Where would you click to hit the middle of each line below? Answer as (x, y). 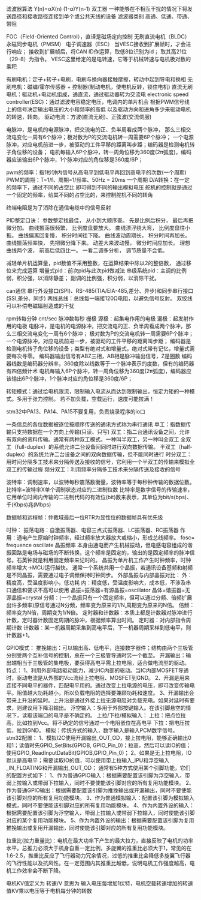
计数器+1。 (19, 635)
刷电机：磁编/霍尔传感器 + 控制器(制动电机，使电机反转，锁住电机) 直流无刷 (100, 87)
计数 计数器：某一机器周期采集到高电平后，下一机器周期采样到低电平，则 (101, 628)
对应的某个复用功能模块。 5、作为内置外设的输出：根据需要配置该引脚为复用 (100, 820)
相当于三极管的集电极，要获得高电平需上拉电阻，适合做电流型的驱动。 (103, 663)
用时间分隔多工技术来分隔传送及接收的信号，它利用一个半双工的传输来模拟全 (100, 462)
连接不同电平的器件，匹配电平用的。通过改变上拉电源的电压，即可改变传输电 (100, 685)
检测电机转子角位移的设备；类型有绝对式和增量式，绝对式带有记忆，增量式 (98, 349)
